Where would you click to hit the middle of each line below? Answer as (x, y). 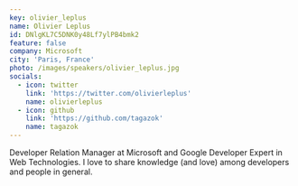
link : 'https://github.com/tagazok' (95, 118)
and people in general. (51, 172)
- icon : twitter (48, 85)
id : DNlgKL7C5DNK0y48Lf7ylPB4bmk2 (74, 34)
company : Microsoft (46, 51)
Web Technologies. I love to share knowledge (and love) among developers (149, 162)
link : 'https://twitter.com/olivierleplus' (109, 93)
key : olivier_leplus (48, 18)
